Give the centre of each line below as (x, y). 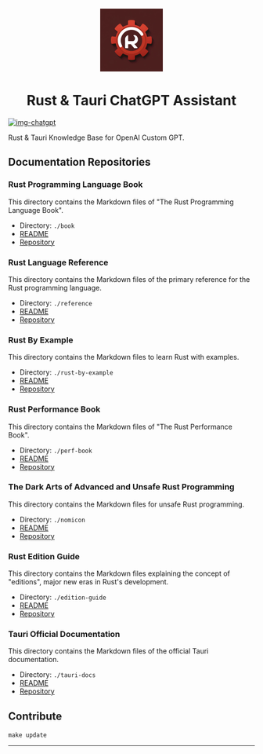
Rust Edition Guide (44, 556)
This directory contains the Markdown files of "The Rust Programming (121, 202)
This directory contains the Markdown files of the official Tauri (108, 651)
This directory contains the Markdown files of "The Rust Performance (121, 426)
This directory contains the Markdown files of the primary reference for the (129, 279)
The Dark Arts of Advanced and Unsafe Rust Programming (121, 487)
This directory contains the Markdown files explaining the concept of (119, 573)
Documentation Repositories (79, 162)
